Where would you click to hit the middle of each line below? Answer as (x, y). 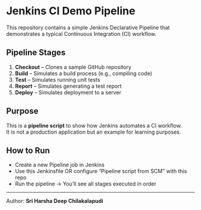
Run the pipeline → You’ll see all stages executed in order (86, 184)
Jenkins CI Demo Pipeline (71, 11)
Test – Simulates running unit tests (57, 79)
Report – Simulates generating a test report (68, 86)
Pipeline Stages (36, 53)
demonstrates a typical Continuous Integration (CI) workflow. (81, 33)
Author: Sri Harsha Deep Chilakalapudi (55, 201)
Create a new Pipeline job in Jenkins (60, 165)
